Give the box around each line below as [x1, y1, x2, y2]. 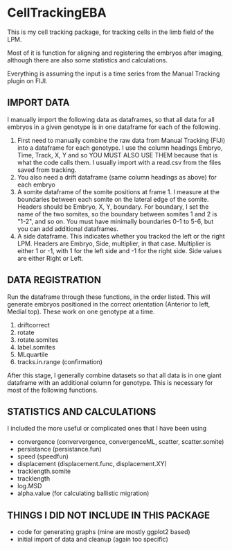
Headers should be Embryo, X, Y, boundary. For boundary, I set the [17, 203, 209, 211]
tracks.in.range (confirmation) [17, 357, 102, 366]
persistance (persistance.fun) [17, 445, 102, 454]
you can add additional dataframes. [17, 224, 119, 233]
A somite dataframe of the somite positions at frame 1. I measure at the [17, 187, 220, 196]
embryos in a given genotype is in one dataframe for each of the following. [7, 123, 220, 131]
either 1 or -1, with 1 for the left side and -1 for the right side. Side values [17, 246, 222, 255]
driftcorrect [17, 320, 50, 329]
